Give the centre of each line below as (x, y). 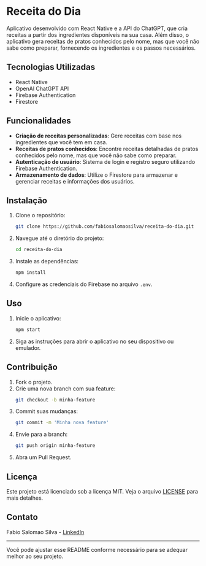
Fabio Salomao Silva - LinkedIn (45, 532)
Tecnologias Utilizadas (51, 67)
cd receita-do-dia (39, 250)
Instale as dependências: (47, 262)
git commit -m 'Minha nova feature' (62, 423)
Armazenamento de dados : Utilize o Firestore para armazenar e (96, 175)
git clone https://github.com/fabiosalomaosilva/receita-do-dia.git (105, 227)
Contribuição (32, 367)
